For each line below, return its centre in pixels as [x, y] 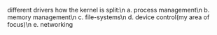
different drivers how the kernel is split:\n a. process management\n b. [108, 10]
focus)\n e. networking [40, 24]
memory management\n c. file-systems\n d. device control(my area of [108, 17]
